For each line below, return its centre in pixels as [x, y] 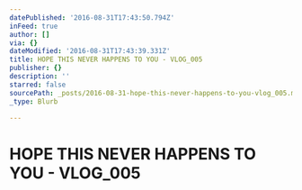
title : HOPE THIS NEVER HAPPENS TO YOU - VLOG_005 [106, 59]
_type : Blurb [34, 101]
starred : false [38, 85]
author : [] [30, 34]
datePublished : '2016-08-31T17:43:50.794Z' [92, 18]
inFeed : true [34, 26]
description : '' [40, 77]
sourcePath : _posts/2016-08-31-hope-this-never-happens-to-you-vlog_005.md [154, 93]
